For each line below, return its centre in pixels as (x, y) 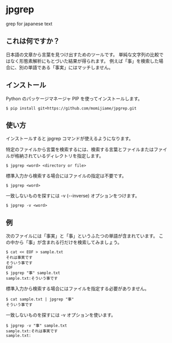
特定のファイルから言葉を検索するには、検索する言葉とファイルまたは (80, 150)
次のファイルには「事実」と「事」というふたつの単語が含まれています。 (82, 236)
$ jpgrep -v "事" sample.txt (36, 326)
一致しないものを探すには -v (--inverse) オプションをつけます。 (73, 196)
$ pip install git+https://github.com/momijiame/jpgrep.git (71, 108)
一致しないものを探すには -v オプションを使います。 (61, 315)
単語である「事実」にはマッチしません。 (71, 67)
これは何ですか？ (33, 41)
